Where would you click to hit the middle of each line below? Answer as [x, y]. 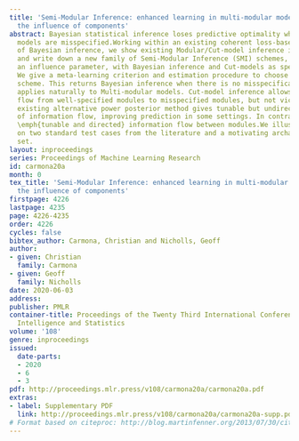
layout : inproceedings [51, 149]
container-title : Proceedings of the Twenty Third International [133, 315]
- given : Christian [45, 257]
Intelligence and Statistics [71, 324]
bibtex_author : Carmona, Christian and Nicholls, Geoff [115, 241]
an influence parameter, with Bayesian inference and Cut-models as [147, 68]
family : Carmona [47, 266]
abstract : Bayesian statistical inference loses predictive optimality [145, 34]
